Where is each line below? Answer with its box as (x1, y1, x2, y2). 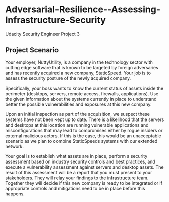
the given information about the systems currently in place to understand (5, 96, 157, 102)
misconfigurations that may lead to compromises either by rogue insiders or (5, 127, 163, 133)
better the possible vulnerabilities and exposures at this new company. (5, 101, 152, 107)
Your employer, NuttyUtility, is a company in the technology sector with (5, 59, 153, 65)
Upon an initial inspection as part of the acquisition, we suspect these (5, 111, 150, 117)
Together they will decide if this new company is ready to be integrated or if (5, 180, 163, 186)
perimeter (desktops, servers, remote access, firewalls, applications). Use (5, 90, 159, 97)
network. (5, 143, 24, 149)
